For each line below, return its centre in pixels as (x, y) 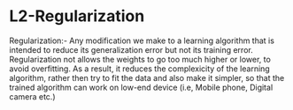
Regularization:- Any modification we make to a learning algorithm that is (142, 40)
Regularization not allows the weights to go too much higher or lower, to (140, 59)
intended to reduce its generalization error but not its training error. (131, 49)
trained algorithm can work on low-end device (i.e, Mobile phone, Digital (141, 87)
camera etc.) (32, 96)
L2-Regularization (77, 16)
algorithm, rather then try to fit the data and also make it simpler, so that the (147, 77)
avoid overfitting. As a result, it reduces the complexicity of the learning (139, 69)
